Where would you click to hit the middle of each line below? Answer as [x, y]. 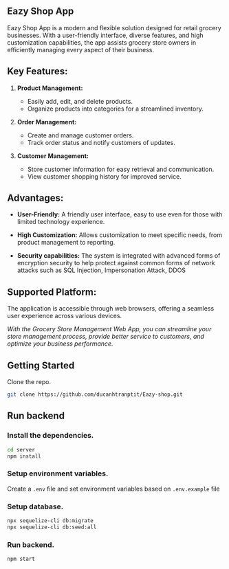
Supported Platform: [52, 292]
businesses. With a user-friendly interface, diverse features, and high [106, 35]
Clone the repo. [29, 382]
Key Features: [37, 71]
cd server [21, 449]
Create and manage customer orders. [80, 135]
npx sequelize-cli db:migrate [51, 521]
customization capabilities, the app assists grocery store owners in [102, 42]
